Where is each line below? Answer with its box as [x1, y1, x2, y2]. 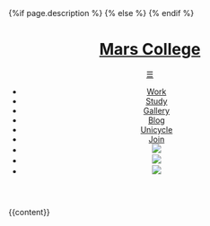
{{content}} [8, 206, 50, 217]
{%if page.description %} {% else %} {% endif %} [8, 8, 195, 18]
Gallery [143, 105, 171, 116]
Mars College [99, 39, 201, 60]
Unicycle [140, 124, 173, 135]
